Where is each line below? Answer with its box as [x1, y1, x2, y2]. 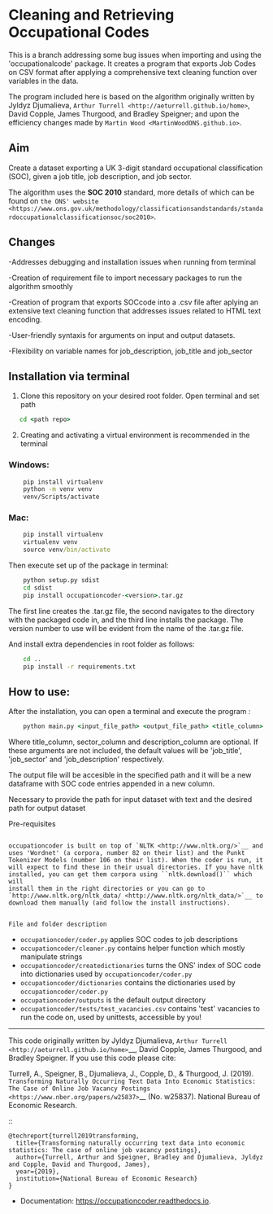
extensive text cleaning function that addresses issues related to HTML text [8, 305, 262, 315]
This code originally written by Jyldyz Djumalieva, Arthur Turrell [8, 1036, 227, 1045]
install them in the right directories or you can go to [8, 885, 206, 893]
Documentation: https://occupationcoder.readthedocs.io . [19, 1196, 211, 1206]
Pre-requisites [8, 819, 56, 829]
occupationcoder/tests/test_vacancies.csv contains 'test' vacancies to [19, 1004, 260, 1014]
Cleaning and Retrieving [8, 6, 175, 24]
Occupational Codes [8, 23, 149, 42]
